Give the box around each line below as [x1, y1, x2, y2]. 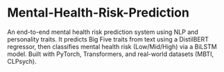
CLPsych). [7, 57, 37, 65]
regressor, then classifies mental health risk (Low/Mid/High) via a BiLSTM [7, 42, 217, 51]
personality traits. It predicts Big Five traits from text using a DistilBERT [7, 35, 209, 43]
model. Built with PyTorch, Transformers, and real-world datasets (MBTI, [7, 50, 214, 58]
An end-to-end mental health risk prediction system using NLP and [7, 28, 199, 36]
